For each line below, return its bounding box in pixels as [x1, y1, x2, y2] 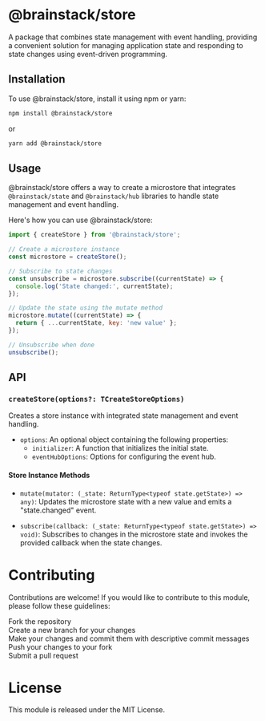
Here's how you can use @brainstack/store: [8, 215, 154, 225]
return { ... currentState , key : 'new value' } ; [15, 319, 178, 327]
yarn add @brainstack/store [8, 139, 102, 148]
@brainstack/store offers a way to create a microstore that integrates [8, 183, 236, 192]
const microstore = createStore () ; [8, 253, 127, 261]
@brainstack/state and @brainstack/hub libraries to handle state [8, 191, 219, 201]
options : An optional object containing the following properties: [19, 435, 229, 444]
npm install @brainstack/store [8, 109, 113, 117]
